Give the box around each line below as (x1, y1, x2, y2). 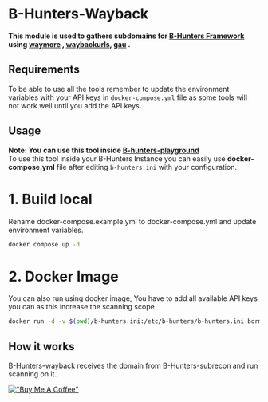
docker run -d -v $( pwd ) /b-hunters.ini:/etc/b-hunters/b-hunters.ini (8, 317, 245, 325)
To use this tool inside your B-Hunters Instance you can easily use (8, 153, 226, 164)
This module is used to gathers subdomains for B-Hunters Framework (8, 31, 245, 41)
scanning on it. (8, 369, 57, 379)
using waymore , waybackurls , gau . (8, 39, 131, 49)
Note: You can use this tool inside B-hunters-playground (8, 145, 199, 155)
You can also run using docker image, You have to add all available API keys (8, 294, 258, 303)
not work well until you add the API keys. (8, 100, 142, 110)
